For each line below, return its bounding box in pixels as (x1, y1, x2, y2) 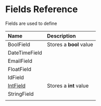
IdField (8, 74, 24, 81)
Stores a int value (47, 82, 89, 89)
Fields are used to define (5, 20, 57, 26)
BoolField (8, 41, 30, 48)
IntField (8, 82, 26, 89)
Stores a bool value (47, 41, 93, 48)
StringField (8, 90, 34, 97)
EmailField (8, 57, 32, 64)
